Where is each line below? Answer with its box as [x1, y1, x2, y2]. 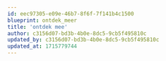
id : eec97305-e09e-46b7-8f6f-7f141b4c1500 [7, 10, 134, 18]
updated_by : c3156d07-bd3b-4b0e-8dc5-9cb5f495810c [7, 36, 160, 43]
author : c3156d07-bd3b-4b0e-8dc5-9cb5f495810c [7, 29, 147, 37]
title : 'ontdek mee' [7, 23, 69, 30]
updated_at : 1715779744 [7, 43, 78, 50]
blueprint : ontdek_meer [7, 17, 78, 24]
